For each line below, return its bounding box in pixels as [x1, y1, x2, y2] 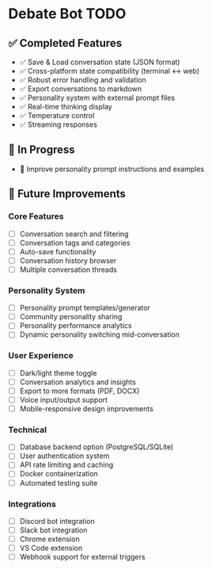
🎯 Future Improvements [8, 187, 127, 200]
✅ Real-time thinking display [19, 102, 112, 111]
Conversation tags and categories [19, 238, 131, 247]
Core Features [8, 211, 64, 222]
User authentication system [19, 451, 110, 460]
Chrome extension [19, 534, 81, 544]
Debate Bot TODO [8, 5, 127, 23]
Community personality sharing [19, 312, 123, 322]
